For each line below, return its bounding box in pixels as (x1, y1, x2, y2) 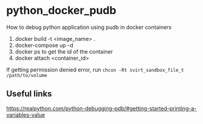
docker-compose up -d (15, 42, 74, 49)
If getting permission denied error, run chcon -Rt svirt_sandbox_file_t (6, 66, 184, 73)
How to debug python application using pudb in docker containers (6, 23, 171, 31)
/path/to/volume (6, 72, 47, 78)
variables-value (6, 111, 45, 118)
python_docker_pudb (6, 4, 116, 17)
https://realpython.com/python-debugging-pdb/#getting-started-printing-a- (6, 105, 197, 112)
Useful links (6, 88, 53, 99)
